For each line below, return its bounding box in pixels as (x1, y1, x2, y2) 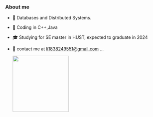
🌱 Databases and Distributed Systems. (12, 15, 92, 21)
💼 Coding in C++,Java (12, 24, 58, 30)
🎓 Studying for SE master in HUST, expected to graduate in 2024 (12, 34, 148, 40)
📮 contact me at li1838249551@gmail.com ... (12, 46, 104, 52)
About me (5, 3, 30, 10)
